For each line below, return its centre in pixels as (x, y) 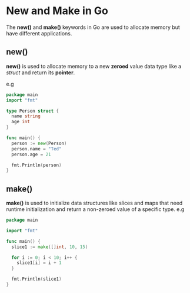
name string (26, 116)
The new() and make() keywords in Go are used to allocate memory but (93, 27)
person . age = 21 (31, 154)
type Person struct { (33, 111)
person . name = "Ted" (36, 149)
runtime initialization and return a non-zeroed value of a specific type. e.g (95, 209)
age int (21, 122)
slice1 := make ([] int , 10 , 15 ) (50, 247)
